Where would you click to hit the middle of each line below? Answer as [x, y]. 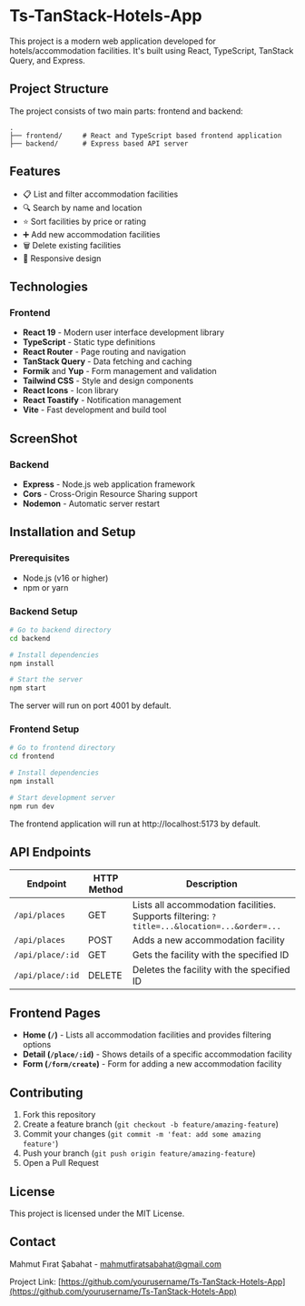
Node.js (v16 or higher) [65, 578]
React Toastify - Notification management [102, 400]
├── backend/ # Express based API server [99, 143]
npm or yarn [45, 587]
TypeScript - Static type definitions [89, 342]
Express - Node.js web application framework [108, 484]
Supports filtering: [171, 916]
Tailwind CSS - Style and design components [108, 381]
